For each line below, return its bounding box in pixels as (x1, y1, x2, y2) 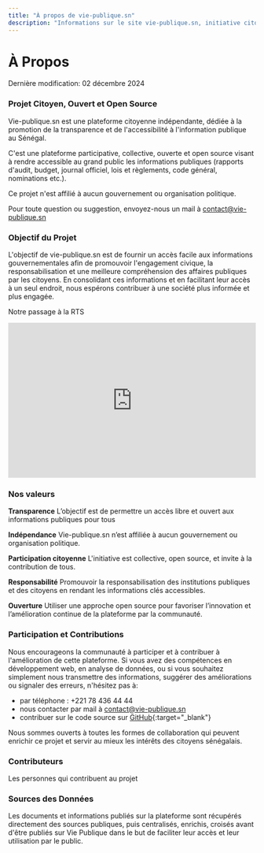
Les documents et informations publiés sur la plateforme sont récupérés (8, 811, 242, 821)
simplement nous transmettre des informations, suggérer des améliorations (8, 672, 252, 681)
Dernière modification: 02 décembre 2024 (8, 79, 145, 88)
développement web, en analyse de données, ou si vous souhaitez (8, 663, 224, 673)
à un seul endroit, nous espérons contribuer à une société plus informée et (8, 284, 250, 293)
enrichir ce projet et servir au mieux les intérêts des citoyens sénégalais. (8, 736, 243, 745)
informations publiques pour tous (8, 515, 115, 525)
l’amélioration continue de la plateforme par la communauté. (8, 610, 203, 619)
